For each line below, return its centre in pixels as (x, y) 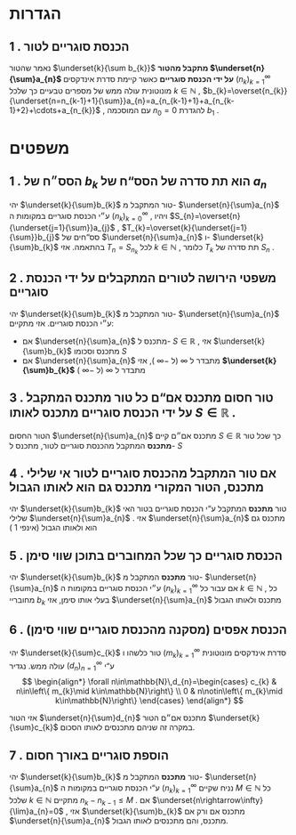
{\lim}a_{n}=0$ (36, 811)
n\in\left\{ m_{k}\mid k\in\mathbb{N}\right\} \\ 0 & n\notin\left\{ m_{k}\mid (149, 691)
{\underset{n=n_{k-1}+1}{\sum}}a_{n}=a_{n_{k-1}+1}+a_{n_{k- (122, 101)
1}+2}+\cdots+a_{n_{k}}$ (55, 110)
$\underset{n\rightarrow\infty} (208, 799)
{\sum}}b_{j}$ (35, 237)
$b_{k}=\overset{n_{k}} (245, 91)
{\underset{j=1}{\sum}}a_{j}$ (62, 227)
